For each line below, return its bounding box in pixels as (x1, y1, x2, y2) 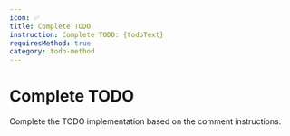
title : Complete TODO (9, 22, 92, 31)
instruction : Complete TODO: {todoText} (9, 30, 165, 39)
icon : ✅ (9, 13, 41, 23)
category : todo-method (9, 47, 95, 56)
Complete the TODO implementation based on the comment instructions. (9, 116, 282, 127)
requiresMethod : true (9, 38, 92, 48)
